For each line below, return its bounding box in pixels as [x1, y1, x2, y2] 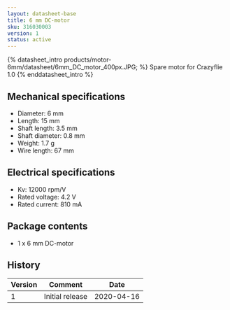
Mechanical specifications [7, 90, 126, 102]
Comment [48, 280, 82, 290]
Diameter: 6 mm [17, 109, 64, 118]
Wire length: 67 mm [17, 146, 75, 155]
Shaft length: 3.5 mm [17, 124, 78, 132]
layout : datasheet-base [7, 10, 77, 17]
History [7, 259, 41, 271]
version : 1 [7, 29, 39, 37]
